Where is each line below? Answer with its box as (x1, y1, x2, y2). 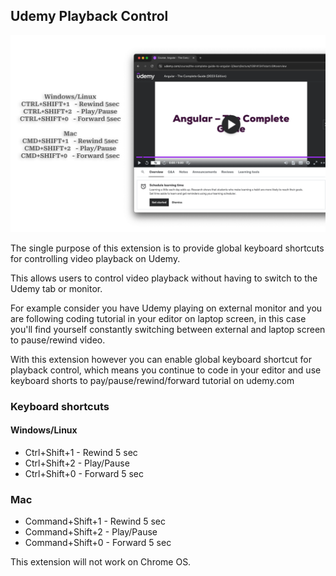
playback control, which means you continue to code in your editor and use (10, 364, 322, 376)
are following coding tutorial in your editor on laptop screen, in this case (10, 312, 307, 324)
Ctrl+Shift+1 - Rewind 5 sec (24, 446, 138, 458)
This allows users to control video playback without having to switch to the (10, 272, 318, 284)
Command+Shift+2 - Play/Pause (24, 526, 158, 538)
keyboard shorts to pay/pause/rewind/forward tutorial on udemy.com (10, 374, 295, 386)
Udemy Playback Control (10, 8, 169, 25)
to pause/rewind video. (10, 334, 106, 346)
